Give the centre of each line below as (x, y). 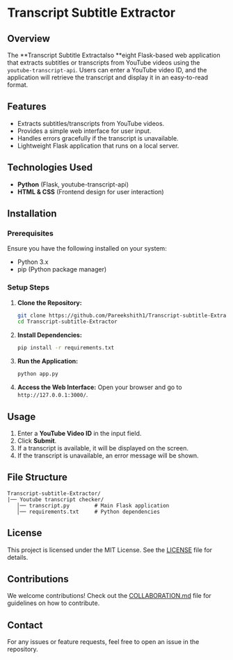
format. (18, 85)
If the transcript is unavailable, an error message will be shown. (108, 455)
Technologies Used (50, 167)
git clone (32, 315)
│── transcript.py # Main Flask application (93, 505)
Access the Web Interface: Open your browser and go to (99, 387)
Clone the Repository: (49, 302)
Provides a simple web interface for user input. (84, 131)
